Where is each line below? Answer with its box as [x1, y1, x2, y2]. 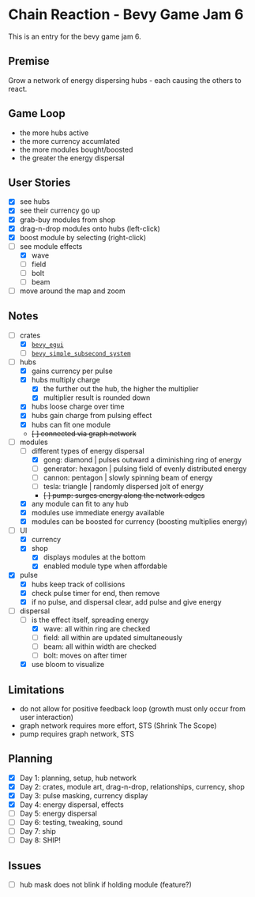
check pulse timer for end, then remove [31, 588, 160, 597]
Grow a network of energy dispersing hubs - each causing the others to [8, 75, 242, 85]
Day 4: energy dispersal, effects [19, 800, 124, 809]
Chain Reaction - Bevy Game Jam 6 [8, 6, 244, 24]
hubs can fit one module [31, 420, 111, 429]
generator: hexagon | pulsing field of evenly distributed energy [43, 464, 247, 473]
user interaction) [19, 712, 73, 722]
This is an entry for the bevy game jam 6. [8, 32, 142, 41]
